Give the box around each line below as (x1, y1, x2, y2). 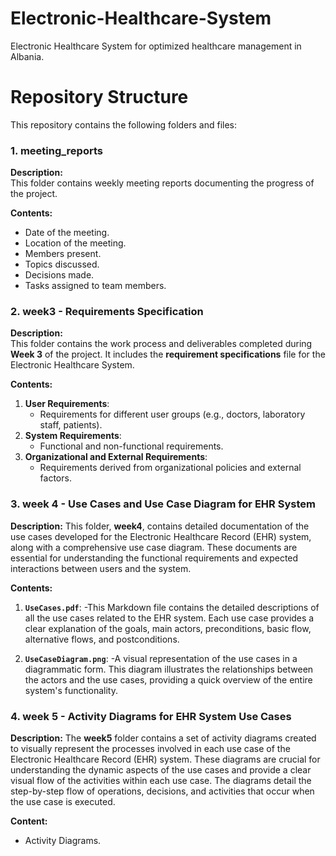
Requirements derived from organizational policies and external (39, 462, 302, 474)
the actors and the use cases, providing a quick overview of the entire (24, 673, 313, 686)
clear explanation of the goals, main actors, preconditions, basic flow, (24, 622, 312, 634)
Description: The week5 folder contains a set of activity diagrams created (10, 732, 317, 744)
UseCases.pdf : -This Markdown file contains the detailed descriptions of (24, 601, 320, 613)
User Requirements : (24, 398, 110, 410)
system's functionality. (24, 684, 118, 696)
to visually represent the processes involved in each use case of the (10, 743, 291, 755)
